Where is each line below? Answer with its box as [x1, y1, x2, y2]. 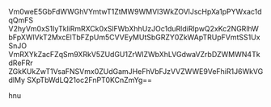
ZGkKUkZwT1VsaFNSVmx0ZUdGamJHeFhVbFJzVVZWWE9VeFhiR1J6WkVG [8, 67, 264, 76]
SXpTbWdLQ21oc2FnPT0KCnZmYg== [27, 76, 152, 84]
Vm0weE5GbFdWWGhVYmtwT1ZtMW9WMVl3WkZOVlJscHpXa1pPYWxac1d [8, 7, 262, 16]
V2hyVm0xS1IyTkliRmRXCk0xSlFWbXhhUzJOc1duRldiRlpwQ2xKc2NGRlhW [8, 24, 259, 33]
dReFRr [8, 58, 34, 68]
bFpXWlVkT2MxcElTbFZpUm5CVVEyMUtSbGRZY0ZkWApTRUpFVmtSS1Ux [8, 32, 260, 42]
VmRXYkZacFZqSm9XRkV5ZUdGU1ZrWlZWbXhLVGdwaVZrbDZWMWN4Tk [8, 50, 260, 59]
